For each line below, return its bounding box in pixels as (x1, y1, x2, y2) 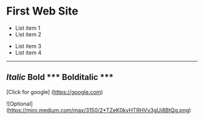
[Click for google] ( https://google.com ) (6, 88, 103, 95)
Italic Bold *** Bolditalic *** (6, 72, 114, 82)
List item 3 (15, 42, 41, 50)
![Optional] (6, 100, 33, 107)
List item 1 (15, 24, 41, 32)
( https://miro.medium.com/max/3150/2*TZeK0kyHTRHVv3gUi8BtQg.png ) (6, 106, 191, 113)
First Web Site (6, 4, 79, 18)
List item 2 (15, 30, 41, 38)
